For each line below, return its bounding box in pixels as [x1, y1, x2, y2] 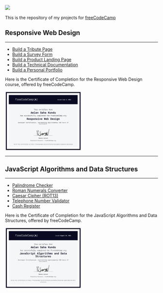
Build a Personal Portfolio [12, 67, 63, 72]
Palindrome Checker [12, 182, 53, 188]
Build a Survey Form [12, 51, 53, 57]
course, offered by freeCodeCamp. [5, 81, 75, 87]
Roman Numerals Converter [12, 188, 68, 193]
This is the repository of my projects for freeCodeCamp [5, 15, 116, 20]
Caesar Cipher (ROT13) [12, 193, 59, 198]
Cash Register [12, 203, 40, 208]
